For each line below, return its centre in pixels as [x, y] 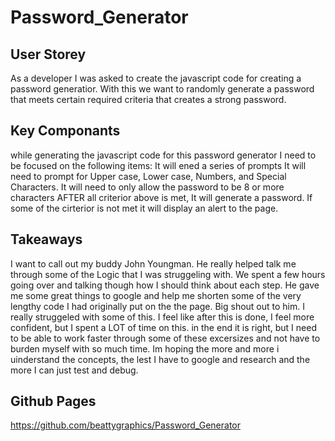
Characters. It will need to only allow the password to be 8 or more [147, 187]
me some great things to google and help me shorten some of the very [156, 295]
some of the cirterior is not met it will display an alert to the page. [144, 208]
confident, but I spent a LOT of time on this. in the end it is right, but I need [163, 327]
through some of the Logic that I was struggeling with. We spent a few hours [168, 274]
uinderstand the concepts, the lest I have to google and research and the [160, 359]
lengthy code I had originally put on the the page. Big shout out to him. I [157, 306]
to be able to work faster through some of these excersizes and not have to [165, 338]
